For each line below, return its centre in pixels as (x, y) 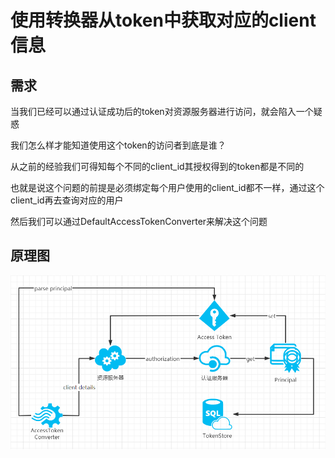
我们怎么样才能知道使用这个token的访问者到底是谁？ (118, 145)
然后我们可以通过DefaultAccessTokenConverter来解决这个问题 (139, 221)
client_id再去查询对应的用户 (67, 200)
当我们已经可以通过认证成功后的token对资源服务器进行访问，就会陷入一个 (162, 111)
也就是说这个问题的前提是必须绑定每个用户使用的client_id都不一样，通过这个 (167, 187)
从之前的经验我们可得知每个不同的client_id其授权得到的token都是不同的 (157, 166)
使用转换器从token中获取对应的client (163, 20)
